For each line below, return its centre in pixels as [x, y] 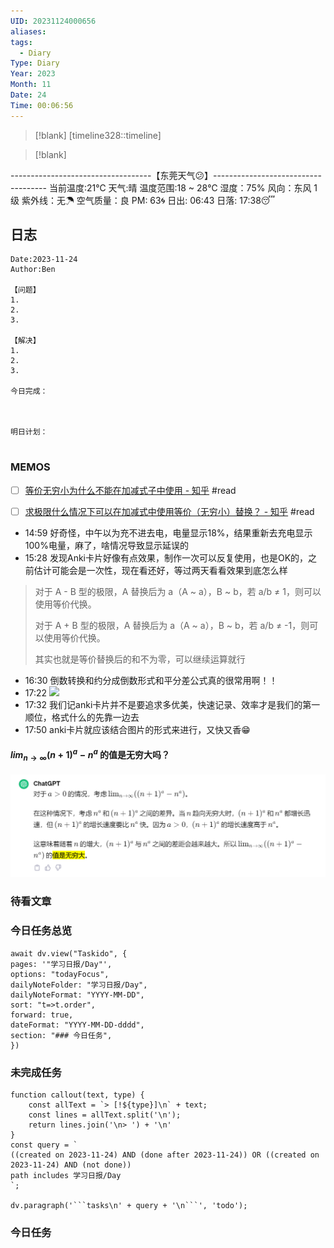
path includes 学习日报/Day [66, 1175]
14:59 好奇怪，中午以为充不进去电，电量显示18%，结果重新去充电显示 [168, 532]
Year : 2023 [33, 74]
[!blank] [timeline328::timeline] [98, 135]
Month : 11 [31, 85]
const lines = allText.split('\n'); [105, 1115]
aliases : [28, 31]
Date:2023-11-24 [44, 260]
